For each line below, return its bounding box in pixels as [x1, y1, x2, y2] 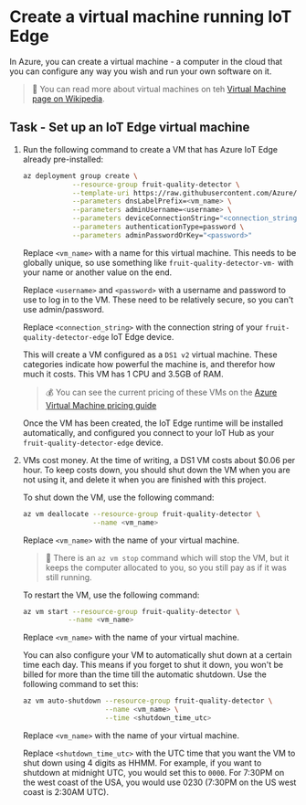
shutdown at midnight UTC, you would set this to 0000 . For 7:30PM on [22, 767, 285, 778]
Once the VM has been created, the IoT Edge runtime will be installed [22, 418, 284, 429]
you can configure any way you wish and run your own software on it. [9, 66, 272, 77]
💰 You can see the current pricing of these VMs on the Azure [45, 387, 278, 397]
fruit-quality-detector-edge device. [22, 437, 164, 448]
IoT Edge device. [111, 331, 174, 342]
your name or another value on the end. [22, 267, 173, 278]
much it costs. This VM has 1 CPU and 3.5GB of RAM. [22, 368, 224, 379]
